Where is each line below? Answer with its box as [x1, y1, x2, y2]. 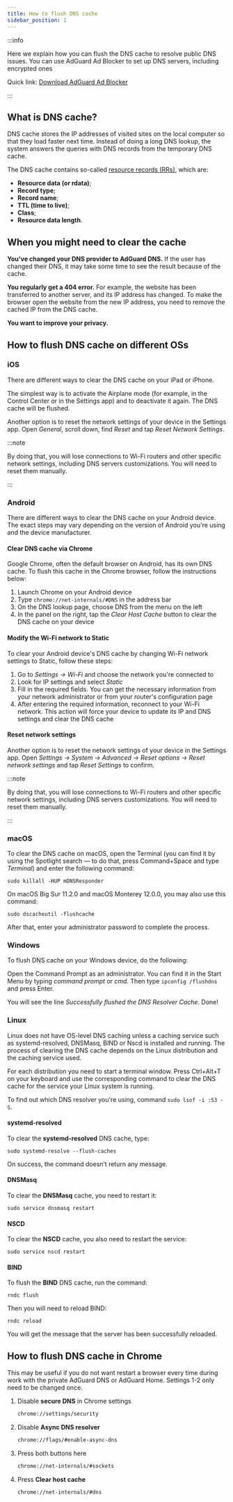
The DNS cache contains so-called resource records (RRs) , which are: [7, 165, 209, 174]
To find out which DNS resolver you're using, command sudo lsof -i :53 [7, 1095, 218, 1103]
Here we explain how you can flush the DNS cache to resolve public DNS [7, 49, 217, 58]
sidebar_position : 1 [7, 17, 67, 24]
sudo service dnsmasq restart [7, 1205, 95, 1212]
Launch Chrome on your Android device [17, 588, 132, 597]
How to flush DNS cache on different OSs [7, 339, 189, 351]
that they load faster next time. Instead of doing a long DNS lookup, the [7, 137, 211, 146]
